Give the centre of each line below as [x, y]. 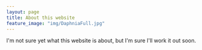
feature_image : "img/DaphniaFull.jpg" [56, 23]
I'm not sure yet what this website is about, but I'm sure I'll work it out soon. [101, 41]
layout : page [23, 12]
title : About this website [41, 18]
